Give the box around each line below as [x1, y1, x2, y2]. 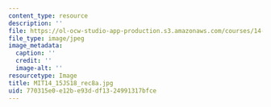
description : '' [8, 19, 63, 27]
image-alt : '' [15, 64, 63, 72]
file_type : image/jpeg [8, 34, 85, 43]
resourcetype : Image [8, 72, 78, 80]
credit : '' [15, 57, 52, 65]
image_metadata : [8, 42, 63, 50]
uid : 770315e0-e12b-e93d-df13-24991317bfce [8, 86, 157, 95]
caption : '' [15, 49, 56, 57]
